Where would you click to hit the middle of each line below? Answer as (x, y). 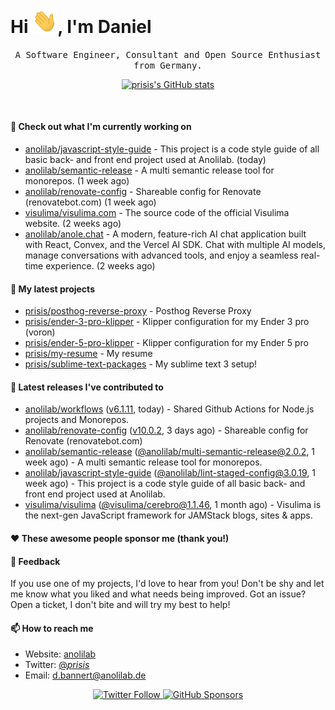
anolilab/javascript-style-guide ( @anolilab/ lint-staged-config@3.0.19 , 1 (170, 473)
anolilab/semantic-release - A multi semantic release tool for (149, 170)
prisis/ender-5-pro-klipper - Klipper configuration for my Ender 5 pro (166, 343)
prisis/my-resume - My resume (88, 354)
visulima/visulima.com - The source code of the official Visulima (157, 212)
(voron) (40, 332)
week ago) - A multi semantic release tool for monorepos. (143, 462)
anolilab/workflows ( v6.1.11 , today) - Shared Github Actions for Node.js (169, 409)
